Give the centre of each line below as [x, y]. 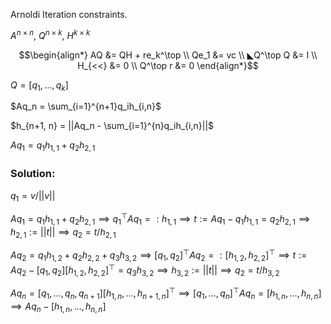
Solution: [33, 174]
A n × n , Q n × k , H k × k [50, 34]
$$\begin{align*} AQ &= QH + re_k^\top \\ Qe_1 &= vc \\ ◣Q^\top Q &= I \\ [168, 55]
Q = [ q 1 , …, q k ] [39, 86]
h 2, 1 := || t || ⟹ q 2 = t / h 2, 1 [63, 232]
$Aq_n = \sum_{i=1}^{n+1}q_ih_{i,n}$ [86, 106]
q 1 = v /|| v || [33, 196]
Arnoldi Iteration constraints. [69, 14]
